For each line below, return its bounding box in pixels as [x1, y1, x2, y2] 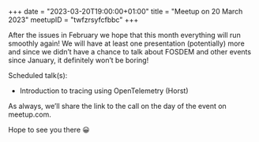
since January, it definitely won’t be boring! [8, 55, 149, 65]
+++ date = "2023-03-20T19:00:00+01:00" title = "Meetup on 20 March [8, 7, 243, 16]
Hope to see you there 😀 [8, 125, 90, 134]
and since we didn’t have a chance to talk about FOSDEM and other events [8, 47, 251, 56]
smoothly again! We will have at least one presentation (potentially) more [8, 39, 245, 48]
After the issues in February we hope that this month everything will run [8, 31, 241, 39]
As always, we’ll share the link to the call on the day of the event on [8, 102, 227, 110]
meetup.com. [8, 110, 51, 119]
